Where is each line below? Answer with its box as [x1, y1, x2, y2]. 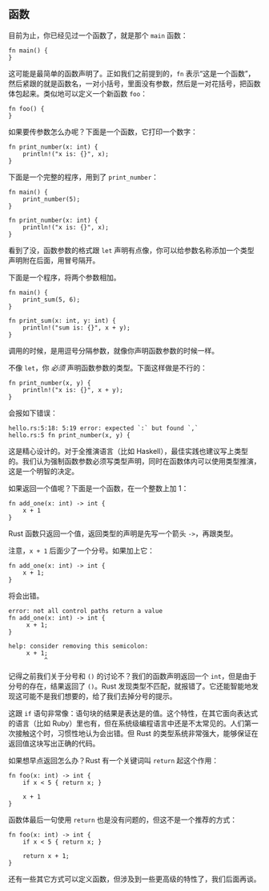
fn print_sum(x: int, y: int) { [8, 317, 116, 325]
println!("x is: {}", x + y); [22, 386, 124, 394]
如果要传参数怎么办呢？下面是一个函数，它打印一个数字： [8, 127, 198, 137]
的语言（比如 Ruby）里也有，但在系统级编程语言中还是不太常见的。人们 [8, 718, 245, 728]
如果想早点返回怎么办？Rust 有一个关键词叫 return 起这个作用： [8, 755, 219, 765]
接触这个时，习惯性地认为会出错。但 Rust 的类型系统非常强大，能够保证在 [14, 728, 259, 738]
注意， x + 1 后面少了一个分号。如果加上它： [8, 546, 155, 555]
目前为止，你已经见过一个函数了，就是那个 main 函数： [8, 31, 188, 40]
